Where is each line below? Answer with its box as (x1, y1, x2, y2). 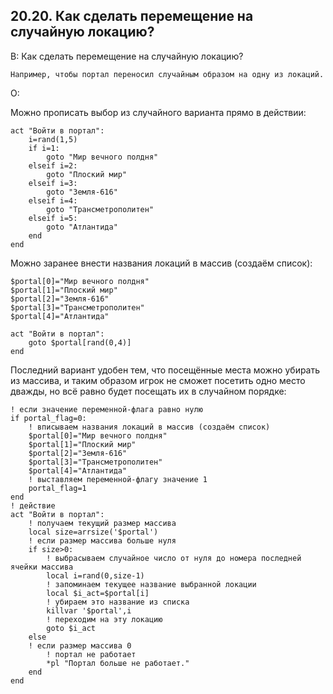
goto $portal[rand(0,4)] (28, 337, 132, 348)
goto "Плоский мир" (46, 169, 128, 179)
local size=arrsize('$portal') (28, 527, 159, 537)
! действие (10, 500, 56, 511)
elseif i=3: (28, 178, 78, 188)
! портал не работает (46, 649, 137, 659)
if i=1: (28, 143, 60, 153)
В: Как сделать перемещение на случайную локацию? (10, 50, 244, 62)
